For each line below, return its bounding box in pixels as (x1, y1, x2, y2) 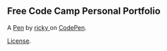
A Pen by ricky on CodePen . (7, 23, 87, 31)
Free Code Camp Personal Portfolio (7, 5, 161, 17)
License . (7, 37, 32, 45)
